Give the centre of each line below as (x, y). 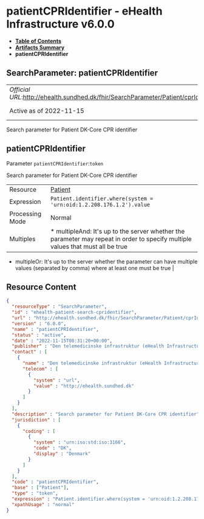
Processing (25, 214)
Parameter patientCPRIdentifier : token (55, 163)
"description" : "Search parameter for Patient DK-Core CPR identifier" (106, 414)
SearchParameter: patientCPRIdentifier (82, 73)
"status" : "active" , (39, 335)
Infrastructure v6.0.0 (60, 24)
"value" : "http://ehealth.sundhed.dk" (84, 386)
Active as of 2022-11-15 (47, 111)
